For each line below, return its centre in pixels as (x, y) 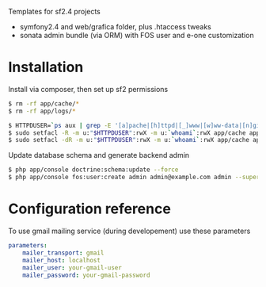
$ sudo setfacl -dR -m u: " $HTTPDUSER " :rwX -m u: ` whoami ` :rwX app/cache (129, 140)
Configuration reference (90, 209)
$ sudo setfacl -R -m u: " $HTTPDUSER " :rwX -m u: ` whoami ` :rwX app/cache (127, 133)
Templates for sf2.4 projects (55, 11)
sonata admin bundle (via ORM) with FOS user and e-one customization (137, 35)
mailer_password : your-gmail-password (86, 275)
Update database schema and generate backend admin (99, 155)
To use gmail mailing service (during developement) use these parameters (129, 231)
